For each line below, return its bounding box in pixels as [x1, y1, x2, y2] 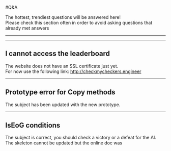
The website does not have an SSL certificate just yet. [5, 63, 119, 69]
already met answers [5, 25, 49, 31]
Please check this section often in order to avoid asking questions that [5, 20, 153, 26]
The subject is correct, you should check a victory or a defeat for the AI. [5, 135, 157, 141]
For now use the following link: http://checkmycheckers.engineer [5, 68, 141, 74]
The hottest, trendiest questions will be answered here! [5, 14, 121, 20]
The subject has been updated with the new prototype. [5, 102, 121, 108]
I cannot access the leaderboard [5, 49, 110, 58]
